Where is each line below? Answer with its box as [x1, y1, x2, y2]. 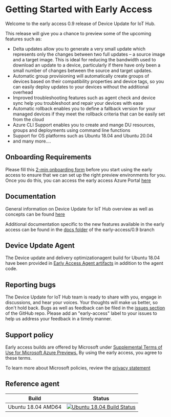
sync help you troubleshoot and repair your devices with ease [12, 100, 143, 106]
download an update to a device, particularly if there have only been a [12, 62, 161, 68]
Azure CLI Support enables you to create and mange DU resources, [12, 122, 155, 128]
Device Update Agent [5, 241, 75, 250]
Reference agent [5, 380, 60, 388]
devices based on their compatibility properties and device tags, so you [12, 78, 164, 84]
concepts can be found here [5, 211, 65, 217]
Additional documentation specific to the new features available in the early [5, 221, 165, 227]
